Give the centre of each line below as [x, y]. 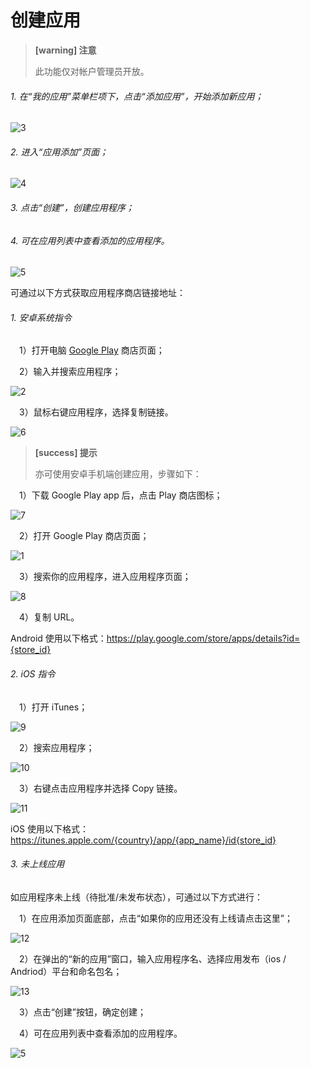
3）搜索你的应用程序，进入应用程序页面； [105, 577]
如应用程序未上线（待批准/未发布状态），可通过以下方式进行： [137, 897]
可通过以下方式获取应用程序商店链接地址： [98, 293]
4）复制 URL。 [49, 617]
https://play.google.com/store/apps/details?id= [203, 638]
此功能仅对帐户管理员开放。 [92, 71]
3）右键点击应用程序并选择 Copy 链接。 [101, 788]
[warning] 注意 [65, 50]
